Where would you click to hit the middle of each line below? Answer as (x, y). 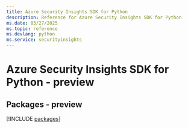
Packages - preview (44, 104)
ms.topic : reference (32, 29)
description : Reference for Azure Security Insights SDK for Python (94, 17)
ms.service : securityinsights (44, 40)
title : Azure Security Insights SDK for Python (67, 12)
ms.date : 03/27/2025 (32, 23)
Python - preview (50, 82)
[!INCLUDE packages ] (33, 119)
